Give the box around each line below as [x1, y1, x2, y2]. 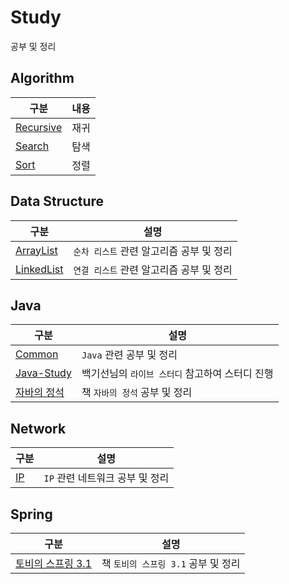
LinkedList [15, 262, 64, 276]
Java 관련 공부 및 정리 [81, 348, 178, 362]
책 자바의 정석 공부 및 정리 [81, 386, 193, 400]
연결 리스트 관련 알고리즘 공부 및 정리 [73, 262, 233, 276]
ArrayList [15, 243, 58, 257]
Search [15, 139, 50, 153]
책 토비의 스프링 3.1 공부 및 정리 [101, 557, 241, 570]
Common [15, 347, 59, 361]
